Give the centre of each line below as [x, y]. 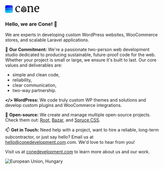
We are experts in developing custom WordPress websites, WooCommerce [82, 34]
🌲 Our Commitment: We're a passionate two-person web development [77, 49]
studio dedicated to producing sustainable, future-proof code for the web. [81, 55]
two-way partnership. [34, 90]
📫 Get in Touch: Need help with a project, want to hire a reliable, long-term [82, 130]
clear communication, [34, 85]
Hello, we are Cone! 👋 [31, 24]
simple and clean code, [36, 74]
